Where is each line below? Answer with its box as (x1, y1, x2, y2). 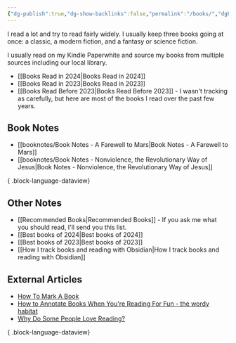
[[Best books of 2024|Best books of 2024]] (17, 231, 143, 239)
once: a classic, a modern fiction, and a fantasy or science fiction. (7, 37, 198, 46)
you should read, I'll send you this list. (17, 223, 127, 232)
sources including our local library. (7, 58, 107, 67)
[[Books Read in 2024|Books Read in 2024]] (17, 72, 146, 80)
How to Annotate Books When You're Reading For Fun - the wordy (17, 299, 209, 308)
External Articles (7, 273, 83, 285)
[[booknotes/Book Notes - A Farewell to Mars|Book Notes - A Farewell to (17, 141, 228, 149)
